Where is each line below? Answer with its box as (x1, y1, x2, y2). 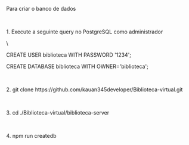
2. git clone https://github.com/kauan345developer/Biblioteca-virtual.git (6, 86, 183, 93)
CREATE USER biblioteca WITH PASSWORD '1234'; (6, 51, 132, 58)
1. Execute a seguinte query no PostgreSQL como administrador (6, 28, 163, 35)
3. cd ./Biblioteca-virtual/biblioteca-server (6, 109, 109, 116)
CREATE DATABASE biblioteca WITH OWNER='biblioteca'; (6, 63, 149, 70)
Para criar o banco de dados (6, 5, 76, 12)
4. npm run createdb (6, 132, 57, 139)
